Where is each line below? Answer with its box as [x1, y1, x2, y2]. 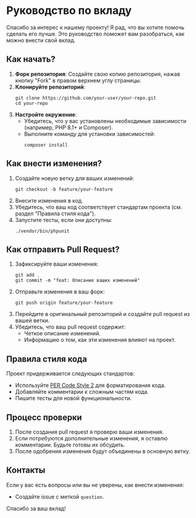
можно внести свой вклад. [6, 36, 76, 44]
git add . [15, 272, 41, 278]
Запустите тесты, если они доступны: [15, 216, 113, 223]
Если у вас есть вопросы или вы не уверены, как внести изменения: [6, 481, 185, 488]
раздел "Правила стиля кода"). [15, 210, 96, 217]
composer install [24, 142, 68, 148]
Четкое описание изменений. [24, 330, 101, 337]
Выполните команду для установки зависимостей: [24, 130, 155, 137]
